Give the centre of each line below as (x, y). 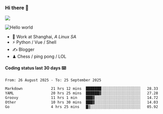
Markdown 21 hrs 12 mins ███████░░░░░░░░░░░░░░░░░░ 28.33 (82, 89)
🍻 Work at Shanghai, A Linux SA (44, 37)
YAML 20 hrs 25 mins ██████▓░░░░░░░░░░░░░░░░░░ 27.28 (82, 93)
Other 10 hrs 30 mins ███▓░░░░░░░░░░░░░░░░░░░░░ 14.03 (82, 102)
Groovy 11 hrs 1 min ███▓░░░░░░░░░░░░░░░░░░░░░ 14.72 (82, 98)
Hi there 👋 (17, 8)
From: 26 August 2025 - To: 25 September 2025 (53, 80)
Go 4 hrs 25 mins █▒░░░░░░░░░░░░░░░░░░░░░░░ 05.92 (82, 107)
